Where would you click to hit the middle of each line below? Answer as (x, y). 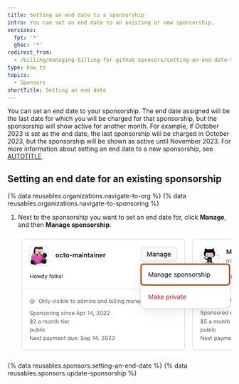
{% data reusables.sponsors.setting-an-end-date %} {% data (97, 366)
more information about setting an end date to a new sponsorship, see (110, 149)
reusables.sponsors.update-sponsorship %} (72, 373)
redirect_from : (30, 53)
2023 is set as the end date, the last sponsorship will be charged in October (118, 134)
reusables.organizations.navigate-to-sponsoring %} (84, 203)
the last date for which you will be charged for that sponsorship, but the (112, 119)
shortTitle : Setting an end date (57, 90)
